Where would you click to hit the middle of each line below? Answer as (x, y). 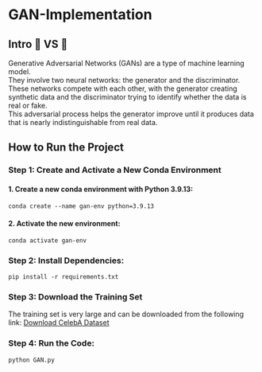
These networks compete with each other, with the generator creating (123, 88)
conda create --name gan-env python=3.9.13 (81, 206)
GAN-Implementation (80, 15)
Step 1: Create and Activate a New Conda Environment (115, 170)
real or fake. (28, 106)
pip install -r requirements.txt (64, 277)
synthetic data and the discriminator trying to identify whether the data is (127, 97)
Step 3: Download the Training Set (75, 296)
